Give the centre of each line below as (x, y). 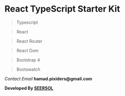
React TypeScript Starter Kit (62, 9)
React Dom (28, 50)
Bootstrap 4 (28, 60)
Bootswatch (28, 69)
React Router (29, 41)
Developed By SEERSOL (29, 88)
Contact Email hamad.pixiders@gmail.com (48, 79)
